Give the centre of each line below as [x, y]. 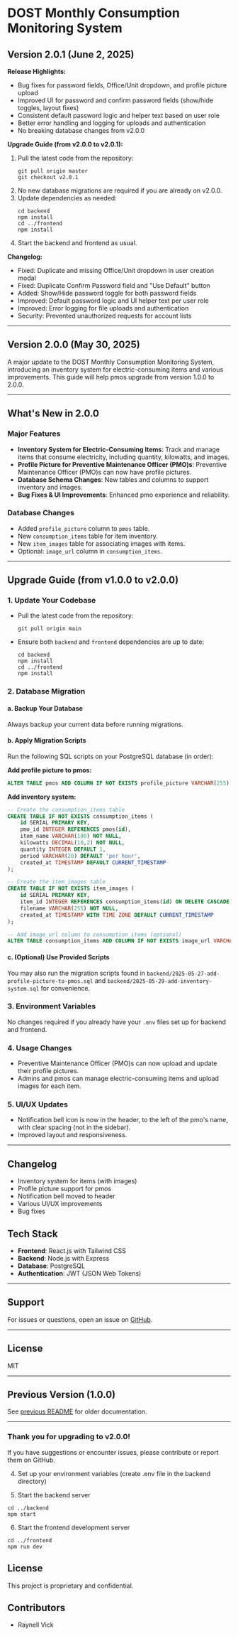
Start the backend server [54, 1495]
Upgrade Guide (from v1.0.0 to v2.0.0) [93, 580]
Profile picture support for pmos [64, 1189]
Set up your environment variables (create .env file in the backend [114, 1473]
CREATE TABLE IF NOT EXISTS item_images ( [71, 889]
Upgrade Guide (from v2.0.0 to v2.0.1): [65, 144]
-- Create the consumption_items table [66, 809]
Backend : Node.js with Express [63, 1259]
